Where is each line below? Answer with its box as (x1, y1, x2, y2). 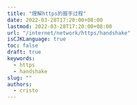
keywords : (7, 55, 36, 62)
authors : (7, 81, 32, 88)
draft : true (7, 49, 41, 56)
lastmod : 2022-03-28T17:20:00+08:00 (7, 23, 112, 30)
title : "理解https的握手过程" (7, 10, 87, 17)
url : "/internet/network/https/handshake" (7, 29, 131, 37)
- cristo (13, 87, 39, 94)
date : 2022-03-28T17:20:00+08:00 (7, 17, 103, 23)
